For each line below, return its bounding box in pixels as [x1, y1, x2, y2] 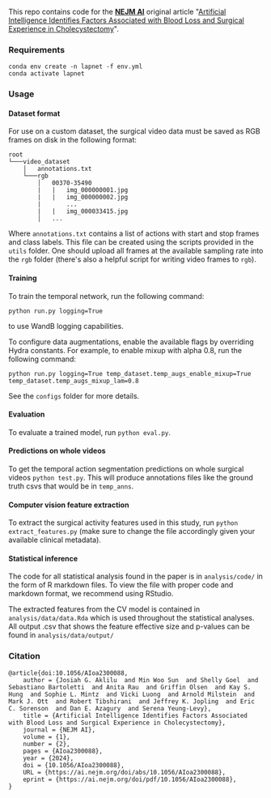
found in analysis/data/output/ [8, 630, 115, 640]
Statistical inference [8, 553, 78, 563]
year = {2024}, [23, 753, 74, 762]
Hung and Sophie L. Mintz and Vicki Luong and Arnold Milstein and [8, 690, 255, 698]
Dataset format [8, 109, 61, 118]
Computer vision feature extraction [8, 500, 129, 510]
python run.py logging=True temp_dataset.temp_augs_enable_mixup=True [8, 369, 252, 378]
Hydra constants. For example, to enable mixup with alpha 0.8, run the [8, 345, 243, 355]
